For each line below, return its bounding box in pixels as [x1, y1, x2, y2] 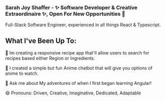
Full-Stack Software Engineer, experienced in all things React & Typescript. [5, 22, 161, 28]
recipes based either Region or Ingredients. [5, 55, 95, 62]
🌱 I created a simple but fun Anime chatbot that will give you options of [5, 65, 153, 71]
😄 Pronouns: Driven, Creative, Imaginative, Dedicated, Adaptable [5, 90, 141, 96]
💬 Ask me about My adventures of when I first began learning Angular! [5, 80, 152, 86]
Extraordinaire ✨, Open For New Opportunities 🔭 [5, 10, 126, 17]
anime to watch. [5, 70, 39, 77]
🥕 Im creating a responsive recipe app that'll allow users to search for [5, 50, 150, 56]
